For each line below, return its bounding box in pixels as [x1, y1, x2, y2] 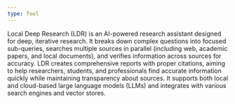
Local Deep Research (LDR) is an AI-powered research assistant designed [7, 29, 222, 38]
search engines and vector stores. [7, 89, 107, 97]
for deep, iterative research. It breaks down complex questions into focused [7, 36, 227, 45]
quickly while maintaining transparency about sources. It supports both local [7, 74, 229, 82]
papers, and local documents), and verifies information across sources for [7, 52, 222, 60]
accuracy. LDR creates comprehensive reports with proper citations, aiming [7, 59, 226, 67]
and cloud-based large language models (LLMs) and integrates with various [7, 81, 227, 89]
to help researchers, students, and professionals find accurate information [7, 66, 222, 75]
